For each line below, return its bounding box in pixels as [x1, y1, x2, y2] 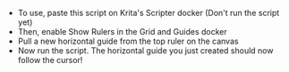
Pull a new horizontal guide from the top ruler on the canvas [17, 36, 239, 46]
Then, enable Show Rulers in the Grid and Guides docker [17, 27, 228, 36]
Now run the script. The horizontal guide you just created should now [17, 45, 274, 56]
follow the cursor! [17, 55, 83, 65]
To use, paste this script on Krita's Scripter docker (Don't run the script [17, 8, 280, 18]
